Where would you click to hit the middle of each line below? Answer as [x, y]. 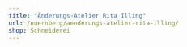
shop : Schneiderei [39, 30]
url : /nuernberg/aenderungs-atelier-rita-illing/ [94, 23]
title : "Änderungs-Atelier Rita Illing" [78, 16]
